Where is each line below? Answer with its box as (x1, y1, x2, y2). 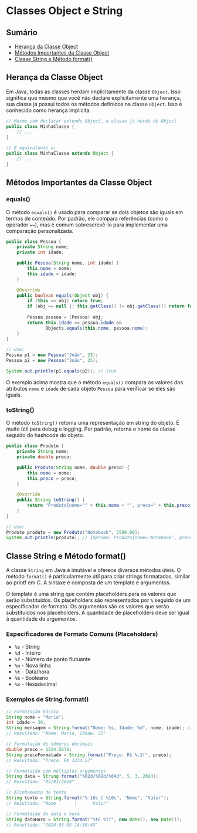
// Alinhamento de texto (6, 790, 67, 795)
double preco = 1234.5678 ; (6, 746, 72, 752)
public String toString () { (16, 497, 85, 503)
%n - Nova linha (14, 662, 51, 669)
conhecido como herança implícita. (6, 107, 91, 114)
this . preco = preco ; (27, 475, 77, 482)
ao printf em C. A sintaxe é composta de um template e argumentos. (6, 579, 171, 586)
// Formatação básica (6, 709, 59, 715)
